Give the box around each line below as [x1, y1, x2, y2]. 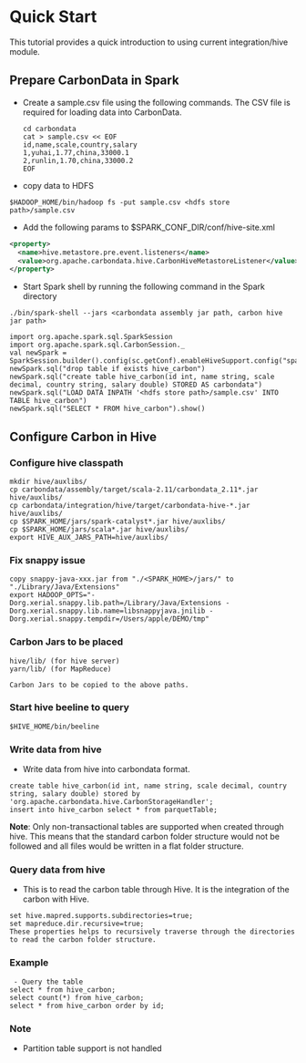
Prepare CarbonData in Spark [9, 73, 179, 88]
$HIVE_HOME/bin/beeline [9, 722, 100, 731]
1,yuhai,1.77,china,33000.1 [22, 148, 129, 157]
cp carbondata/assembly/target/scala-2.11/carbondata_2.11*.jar [9, 485, 259, 494]
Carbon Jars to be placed [9, 635, 124, 648]
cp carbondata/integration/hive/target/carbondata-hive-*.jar [9, 501, 250, 510]
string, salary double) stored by [9, 790, 141, 799]
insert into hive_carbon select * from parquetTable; [9, 805, 219, 815]
